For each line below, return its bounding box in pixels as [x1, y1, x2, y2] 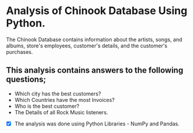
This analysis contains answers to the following [6, 66, 184, 76]
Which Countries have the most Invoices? [14, 96, 115, 103]
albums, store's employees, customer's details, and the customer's [6, 42, 168, 49]
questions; [6, 74, 46, 84]
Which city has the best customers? [14, 90, 101, 97]
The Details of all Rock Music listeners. [14, 108, 108, 115]
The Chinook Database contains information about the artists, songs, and [6, 36, 182, 43]
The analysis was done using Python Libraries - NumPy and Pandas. [14, 120, 180, 127]
